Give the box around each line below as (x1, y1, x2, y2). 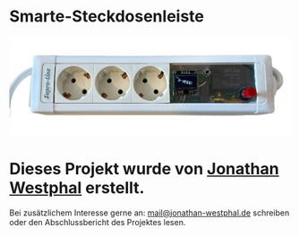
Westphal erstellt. (9, 177, 145, 198)
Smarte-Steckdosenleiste (9, 6, 204, 27)
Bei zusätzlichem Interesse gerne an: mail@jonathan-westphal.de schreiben (9, 207, 290, 218)
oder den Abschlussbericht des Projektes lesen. (9, 216, 186, 227)
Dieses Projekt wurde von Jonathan (9, 158, 279, 179)
